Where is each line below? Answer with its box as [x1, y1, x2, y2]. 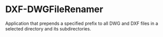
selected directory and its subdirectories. [5, 25, 91, 31]
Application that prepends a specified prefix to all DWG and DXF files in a [5, 20, 158, 26]
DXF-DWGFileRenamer [5, 4, 104, 15]
